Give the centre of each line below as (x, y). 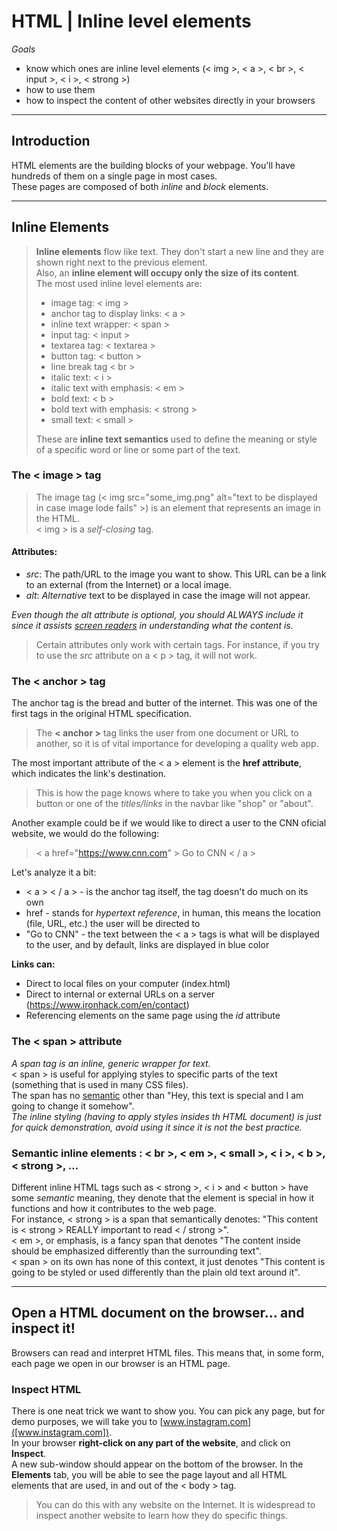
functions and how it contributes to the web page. (114, 1208)
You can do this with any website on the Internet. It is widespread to (175, 1505)
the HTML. (57, 518)
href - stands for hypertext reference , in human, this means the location (173, 913)
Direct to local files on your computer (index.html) (128, 984)
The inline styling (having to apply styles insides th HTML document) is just (166, 1116)
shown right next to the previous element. (121, 262)
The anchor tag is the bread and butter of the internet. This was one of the (164, 703)
